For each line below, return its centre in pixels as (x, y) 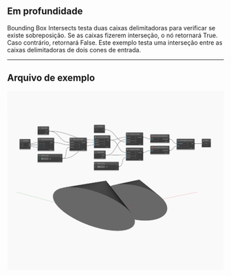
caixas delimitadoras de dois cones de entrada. (74, 50)
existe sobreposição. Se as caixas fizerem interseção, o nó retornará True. (112, 35)
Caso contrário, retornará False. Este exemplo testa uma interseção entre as (115, 42)
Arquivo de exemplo (51, 78)
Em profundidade (45, 11)
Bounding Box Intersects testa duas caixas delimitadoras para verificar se (111, 28)
